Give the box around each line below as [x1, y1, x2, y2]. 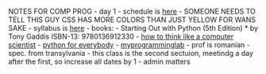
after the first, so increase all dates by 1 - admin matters [8, 57, 191, 66]
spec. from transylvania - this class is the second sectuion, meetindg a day [8, 49, 254, 57]
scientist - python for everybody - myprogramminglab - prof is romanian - [8, 40, 250, 50]
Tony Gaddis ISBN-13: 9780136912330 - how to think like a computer [8, 31, 234, 41]
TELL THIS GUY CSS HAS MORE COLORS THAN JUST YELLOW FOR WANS [8, 15, 256, 24]
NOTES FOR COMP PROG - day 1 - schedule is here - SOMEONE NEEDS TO [8, 7, 256, 16]
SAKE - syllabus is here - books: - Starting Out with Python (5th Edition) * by [8, 24, 259, 32]
